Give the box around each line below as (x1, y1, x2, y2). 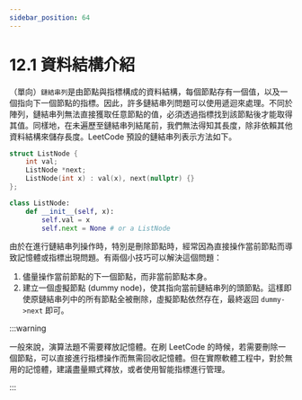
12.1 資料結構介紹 (9, 55, 136, 75)
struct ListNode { (9, 149, 78, 158)
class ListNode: (9, 199, 70, 208)
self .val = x (41, 215, 91, 225)
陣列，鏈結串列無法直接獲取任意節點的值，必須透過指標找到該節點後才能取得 (9, 109, 293, 120)
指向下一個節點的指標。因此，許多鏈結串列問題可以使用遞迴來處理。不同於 (16, 97, 293, 108)
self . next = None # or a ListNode (41, 224, 171, 233)
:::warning (9, 323, 47, 333)
